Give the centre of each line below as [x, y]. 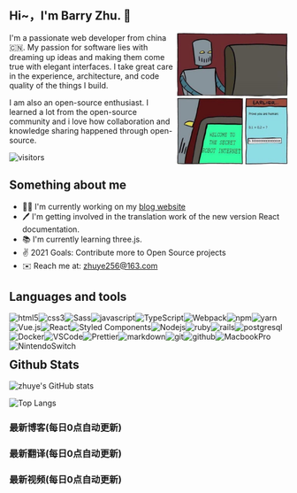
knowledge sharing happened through [79, 130]
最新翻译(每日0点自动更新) [65, 454]
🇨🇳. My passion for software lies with [79, 47]
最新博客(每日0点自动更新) [65, 428]
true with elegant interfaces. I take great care [91, 66]
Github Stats [44, 364]
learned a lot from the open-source [73, 112]
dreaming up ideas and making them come [87, 57]
